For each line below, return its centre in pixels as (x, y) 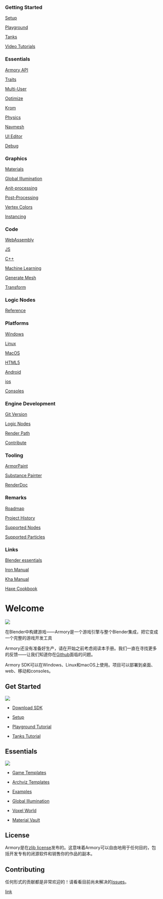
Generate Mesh (21, 278)
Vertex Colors (19, 207)
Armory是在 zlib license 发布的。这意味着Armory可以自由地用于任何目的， (79, 848)
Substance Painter (24, 475)
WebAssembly (20, 240)
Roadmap (15, 508)
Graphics (16, 158)
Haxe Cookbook (21, 589)
